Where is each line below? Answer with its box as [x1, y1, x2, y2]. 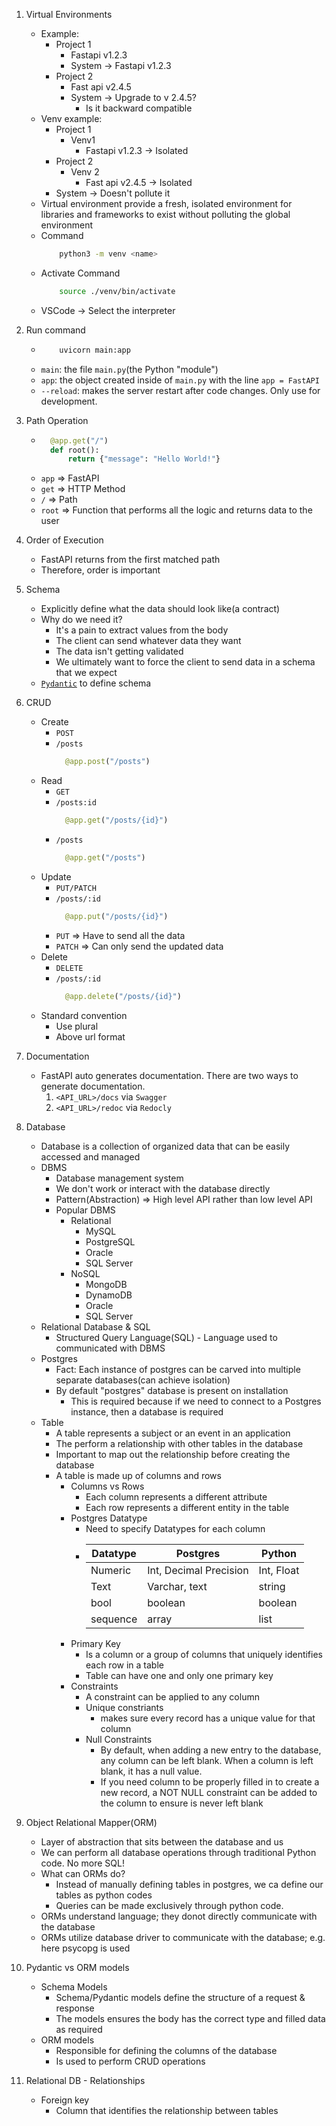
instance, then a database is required [70, 1405, 224, 1418]
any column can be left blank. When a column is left [100, 1754, 314, 1766]
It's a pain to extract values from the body [55, 624, 229, 636]
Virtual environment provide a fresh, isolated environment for [40, 198, 293, 209]
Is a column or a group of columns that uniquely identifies [85, 1648, 323, 1660]
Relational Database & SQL [40, 1320, 151, 1333]
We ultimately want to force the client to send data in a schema [55, 656, 316, 668]
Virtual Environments [25, 9, 113, 20]
